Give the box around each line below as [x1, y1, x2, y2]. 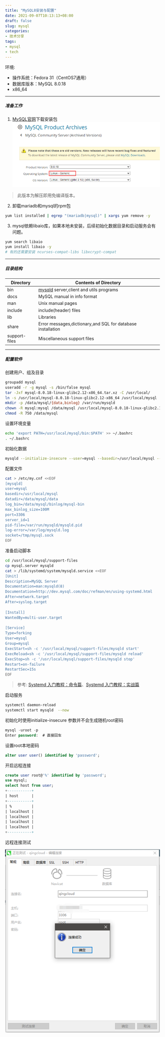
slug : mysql [5, 24, 29, 29]
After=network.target [5, 594, 50, 599]
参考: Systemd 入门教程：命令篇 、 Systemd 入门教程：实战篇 [17, 681, 140, 688]
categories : [5, 29, 29, 34]
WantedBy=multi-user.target [5, 615, 63, 620]
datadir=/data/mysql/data [5, 497, 58, 502]
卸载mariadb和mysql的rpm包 [12, 203, 71, 208]
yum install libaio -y [5, 244, 52, 249]
